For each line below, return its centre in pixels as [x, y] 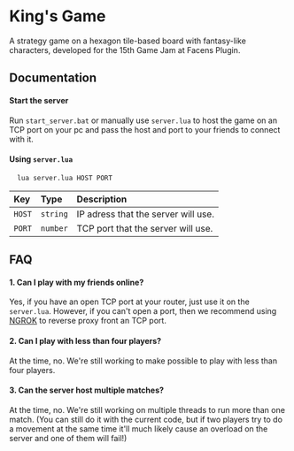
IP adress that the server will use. [146, 214]
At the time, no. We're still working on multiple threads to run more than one [147, 409]
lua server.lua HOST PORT [65, 178]
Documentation [53, 78]
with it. [21, 139]
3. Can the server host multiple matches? [87, 390]
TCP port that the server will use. [145, 228]
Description [102, 199]
